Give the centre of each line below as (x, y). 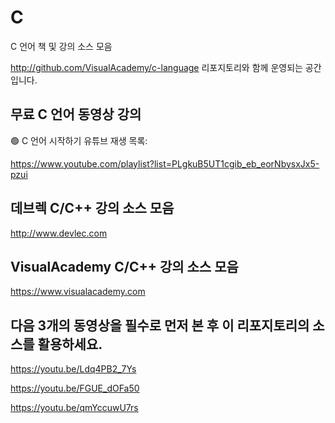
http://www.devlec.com (59, 233)
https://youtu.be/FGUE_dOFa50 (75, 388)
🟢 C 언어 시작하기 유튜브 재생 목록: (79, 140)
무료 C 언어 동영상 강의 (76, 114)
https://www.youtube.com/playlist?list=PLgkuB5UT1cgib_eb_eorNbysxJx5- (165, 163)
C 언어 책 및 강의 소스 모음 (61, 46)
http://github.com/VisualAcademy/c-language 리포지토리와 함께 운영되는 (156, 67)
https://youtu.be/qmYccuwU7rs (74, 408)
